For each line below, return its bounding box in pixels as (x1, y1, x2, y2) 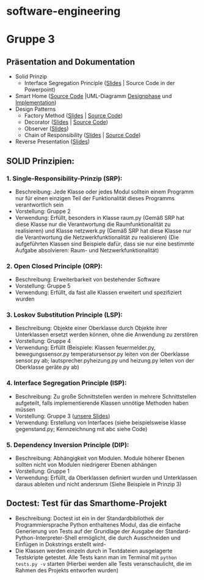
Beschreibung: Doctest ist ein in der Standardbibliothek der (15, 514, 164, 522)
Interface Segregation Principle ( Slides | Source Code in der (24, 80, 175, 87)
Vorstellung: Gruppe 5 (15, 282, 71, 290)
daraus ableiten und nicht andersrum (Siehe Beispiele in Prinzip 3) (15, 481, 182, 488)
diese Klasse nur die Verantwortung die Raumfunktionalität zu (15, 220, 171, 228)
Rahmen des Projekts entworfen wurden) (15, 567, 119, 574)
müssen (15, 405, 35, 413)
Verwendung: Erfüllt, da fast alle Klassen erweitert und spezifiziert (15, 289, 182, 296)
